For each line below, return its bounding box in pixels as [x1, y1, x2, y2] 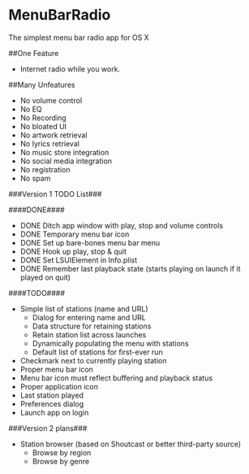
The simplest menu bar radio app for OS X [8, 33, 150, 42]
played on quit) [19, 272, 71, 282]
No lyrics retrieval [19, 138, 79, 148]
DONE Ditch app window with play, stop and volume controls [19, 220, 224, 230]
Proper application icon [19, 381, 99, 391]
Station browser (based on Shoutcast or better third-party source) [19, 439, 242, 449]
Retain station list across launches [32, 329, 147, 339]
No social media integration [19, 156, 112, 166]
